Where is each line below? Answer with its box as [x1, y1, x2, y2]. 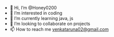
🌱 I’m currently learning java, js [9, 15, 74, 21]
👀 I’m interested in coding [9, 10, 63, 16]
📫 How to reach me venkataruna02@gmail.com [9, 26, 109, 32]
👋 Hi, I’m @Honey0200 [9, 5, 57, 10]
